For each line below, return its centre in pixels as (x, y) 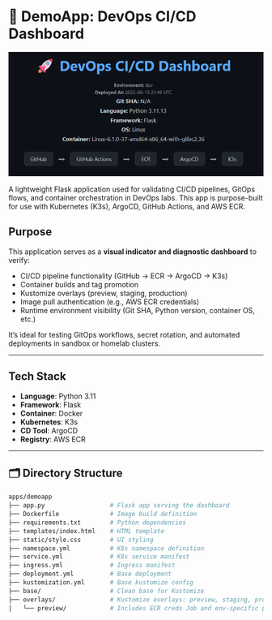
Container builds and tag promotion (79, 284)
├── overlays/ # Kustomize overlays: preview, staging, (130, 600)
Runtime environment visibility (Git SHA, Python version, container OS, (137, 310)
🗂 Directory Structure (66, 473)
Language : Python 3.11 (58, 396)
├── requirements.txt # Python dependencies (97, 523)
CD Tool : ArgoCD (49, 430)
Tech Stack (37, 377)
